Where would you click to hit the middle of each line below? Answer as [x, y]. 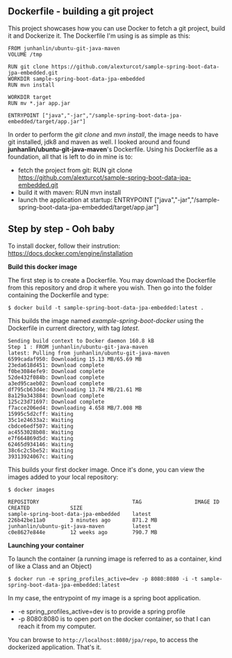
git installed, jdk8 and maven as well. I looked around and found [99, 141]
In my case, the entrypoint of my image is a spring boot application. [104, 597]
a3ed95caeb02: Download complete [56, 383]
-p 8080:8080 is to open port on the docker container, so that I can [114, 618]
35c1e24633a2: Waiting [41, 420]
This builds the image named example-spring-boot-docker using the [106, 320]
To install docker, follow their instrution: [64, 246]
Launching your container [46, 545]
